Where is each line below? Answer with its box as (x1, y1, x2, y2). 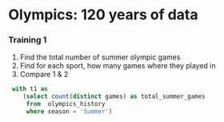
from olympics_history (26, 100, 106, 108)
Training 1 (8, 35, 47, 46)
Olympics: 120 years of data (8, 6, 198, 24)
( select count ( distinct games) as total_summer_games (22, 92, 206, 101)
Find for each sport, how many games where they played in (19, 61, 216, 71)
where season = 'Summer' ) (26, 108, 113, 116)
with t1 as (11, 85, 48, 93)
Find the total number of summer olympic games (19, 52, 181, 62)
